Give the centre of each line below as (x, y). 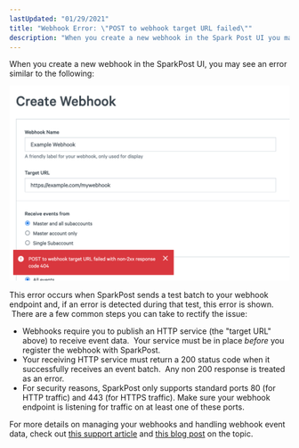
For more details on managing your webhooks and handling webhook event (147, 425)
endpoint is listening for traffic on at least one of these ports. (133, 407)
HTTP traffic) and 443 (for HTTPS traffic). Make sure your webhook (146, 398)
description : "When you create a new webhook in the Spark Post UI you (145, 37)
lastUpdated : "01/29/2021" (59, 19)
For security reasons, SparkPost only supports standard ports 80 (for (149, 388)
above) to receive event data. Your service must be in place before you (153, 341)
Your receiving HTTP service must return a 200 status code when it (146, 360)
